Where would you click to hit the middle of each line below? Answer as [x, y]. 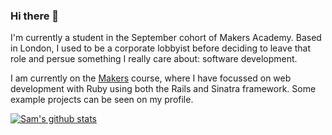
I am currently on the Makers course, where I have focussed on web [151, 78]
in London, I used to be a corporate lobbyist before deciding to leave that [161, 48]
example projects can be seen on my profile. [102, 100]
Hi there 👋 [35, 16]
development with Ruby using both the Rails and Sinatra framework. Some [163, 89]
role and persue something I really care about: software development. [154, 59]
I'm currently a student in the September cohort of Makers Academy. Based [166, 38]
